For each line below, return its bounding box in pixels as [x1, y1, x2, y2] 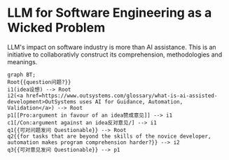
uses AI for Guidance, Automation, [79, 98, 183, 106]
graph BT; [7, 71, 36, 78]
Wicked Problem [7, 20, 106, 36]
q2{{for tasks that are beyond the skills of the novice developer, [7, 133, 211, 140]
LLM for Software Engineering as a [7, 5, 212, 21]
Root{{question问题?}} [7, 78, 71, 85]
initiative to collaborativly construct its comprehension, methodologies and [7, 50, 223, 59]
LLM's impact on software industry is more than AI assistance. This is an [7, 43, 216, 51]
